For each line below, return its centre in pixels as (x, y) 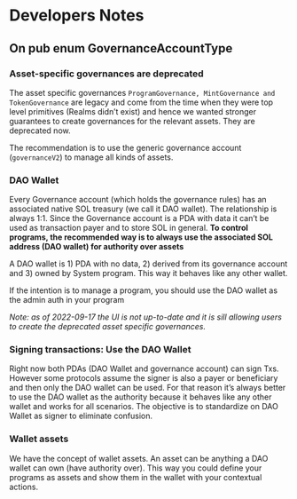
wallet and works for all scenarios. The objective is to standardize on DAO (144, 407)
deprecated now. (40, 131)
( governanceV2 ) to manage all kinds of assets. (91, 157)
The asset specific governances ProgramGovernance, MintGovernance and (142, 92)
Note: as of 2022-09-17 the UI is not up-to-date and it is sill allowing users (145, 317)
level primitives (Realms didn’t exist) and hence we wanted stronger (133, 111)
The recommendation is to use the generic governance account (125, 147)
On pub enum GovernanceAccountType (121, 48)
